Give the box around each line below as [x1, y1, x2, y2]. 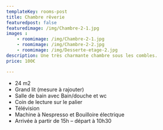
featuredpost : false [6, 19, 57, 25]
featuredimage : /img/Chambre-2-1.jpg [6, 25, 100, 31]
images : [6, 31, 28, 37]
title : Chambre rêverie [6, 14, 65, 20]
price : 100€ [6, 58, 36, 64]
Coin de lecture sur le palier [14, 98, 83, 105]
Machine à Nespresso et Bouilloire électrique [14, 110, 124, 118]
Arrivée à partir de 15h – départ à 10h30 [14, 117, 111, 124]
